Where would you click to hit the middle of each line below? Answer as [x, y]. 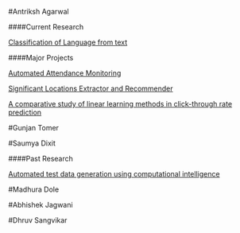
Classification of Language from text [68, 42]
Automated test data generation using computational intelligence [114, 174]
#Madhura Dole [34, 189]
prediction [25, 112]
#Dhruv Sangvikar [38, 220]
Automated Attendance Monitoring [65, 73]
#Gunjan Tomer [34, 128]
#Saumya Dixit [32, 143]
